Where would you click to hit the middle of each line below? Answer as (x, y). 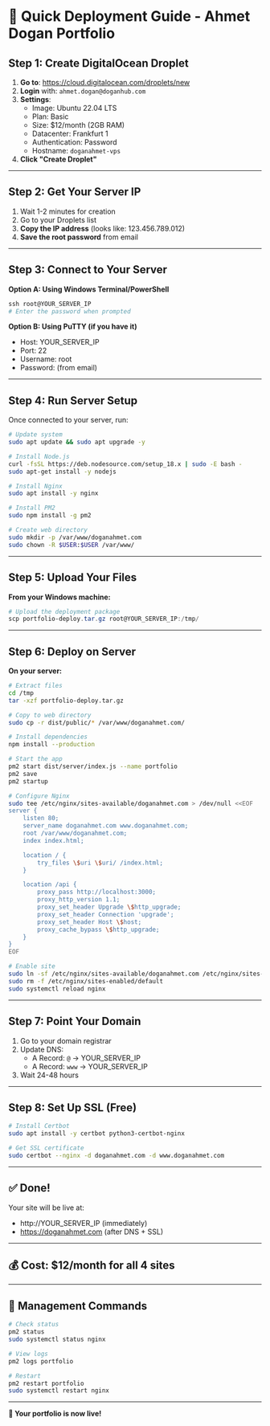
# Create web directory (48, 530)
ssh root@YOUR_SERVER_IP (50, 304)
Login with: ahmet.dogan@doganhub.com (83, 91)
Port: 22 (33, 351)
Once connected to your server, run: (68, 420)
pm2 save (23, 774)
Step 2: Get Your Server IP (75, 192)
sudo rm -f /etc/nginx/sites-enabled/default (86, 981)
